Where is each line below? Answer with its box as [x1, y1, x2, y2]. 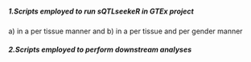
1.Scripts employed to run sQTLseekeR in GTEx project [8, 6, 195, 16]
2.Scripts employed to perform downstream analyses [8, 45, 191, 54]
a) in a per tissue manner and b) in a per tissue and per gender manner [8, 26, 243, 36]
